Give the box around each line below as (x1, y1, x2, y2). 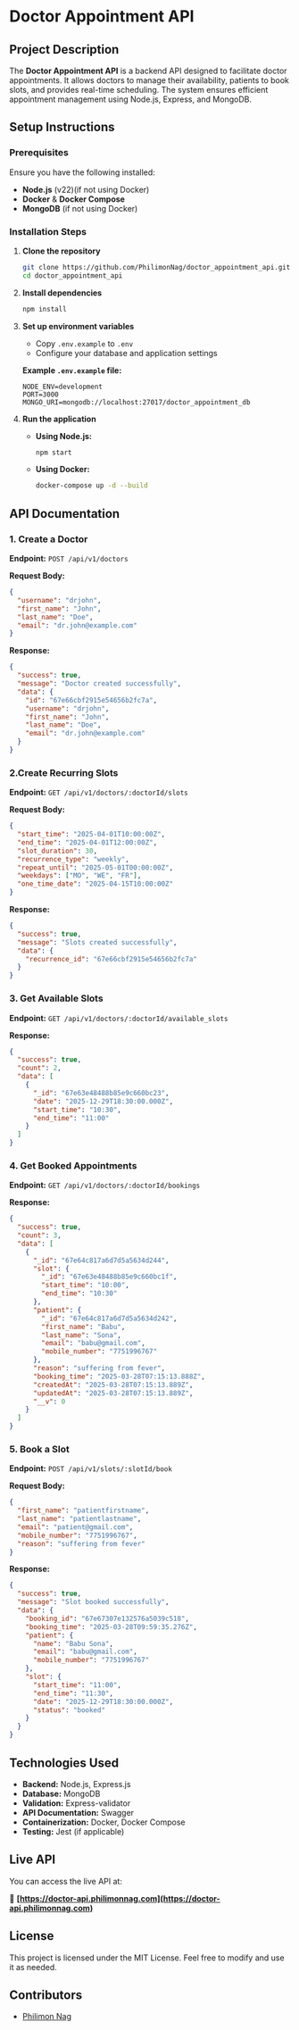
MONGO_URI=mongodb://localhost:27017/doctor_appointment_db (21, 397, 251, 407)
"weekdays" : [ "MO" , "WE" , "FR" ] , (17, 871, 142, 880)
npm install (21, 304, 67, 313)
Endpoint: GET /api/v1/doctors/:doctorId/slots (9, 787, 189, 798)
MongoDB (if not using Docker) (21, 203, 138, 213)
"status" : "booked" (32, 1705, 105, 1715)
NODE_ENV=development (21, 382, 103, 391)
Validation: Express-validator (21, 1797, 131, 1809)
